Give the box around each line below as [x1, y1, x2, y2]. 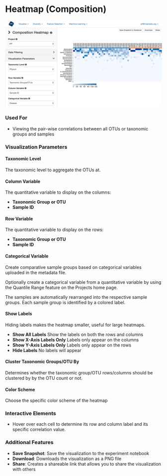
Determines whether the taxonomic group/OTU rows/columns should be [5, 369, 153, 375]
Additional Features [5, 439, 54, 446]
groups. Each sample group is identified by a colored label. [5, 299, 126, 305]
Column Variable [5, 178, 41, 184]
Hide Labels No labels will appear [12, 347, 82, 353]
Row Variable [5, 216, 33, 222]
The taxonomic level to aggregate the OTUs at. [5, 167, 101, 173]
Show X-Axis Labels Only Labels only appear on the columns [12, 337, 139, 343]
